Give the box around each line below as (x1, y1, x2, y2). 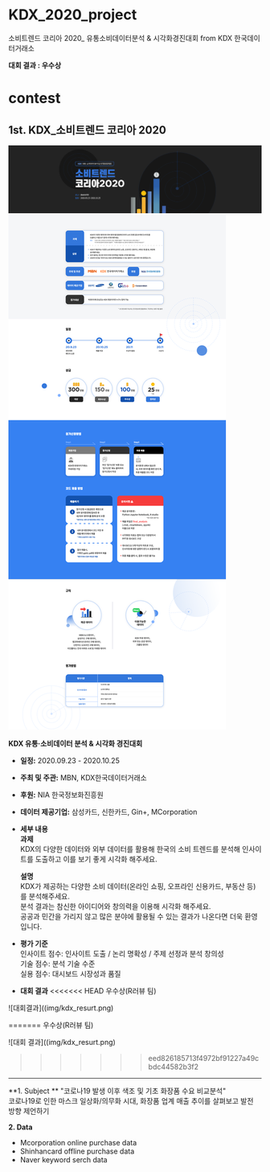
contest (8, 89, 61, 108)
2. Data (8, 1122, 33, 1132)
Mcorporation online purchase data (19, 1138, 137, 1148)
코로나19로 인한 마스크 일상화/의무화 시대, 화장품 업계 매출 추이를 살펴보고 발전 (8, 1096, 254, 1106)
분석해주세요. (28, 891, 70, 902)
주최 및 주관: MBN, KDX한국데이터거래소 (19, 773, 147, 783)
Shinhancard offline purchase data (19, 1146, 135, 1156)
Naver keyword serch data (19, 1155, 108, 1165)
